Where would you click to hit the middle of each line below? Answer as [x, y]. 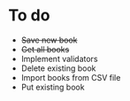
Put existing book [53, 87]
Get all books [45, 49]
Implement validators [59, 58]
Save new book [49, 40]
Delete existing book [58, 68]
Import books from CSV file [71, 77]
